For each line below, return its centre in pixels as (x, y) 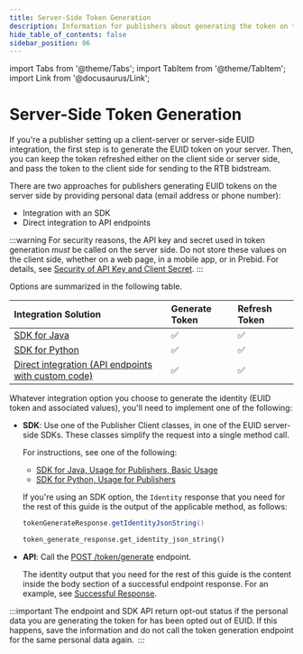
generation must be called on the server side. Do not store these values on (148, 250)
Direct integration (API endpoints (83, 365)
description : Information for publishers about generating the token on (149, 26)
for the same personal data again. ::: (77, 640)
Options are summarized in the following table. (96, 286)
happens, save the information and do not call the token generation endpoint (151, 630)
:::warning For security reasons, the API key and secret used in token (138, 240)
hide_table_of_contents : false (68, 34)
